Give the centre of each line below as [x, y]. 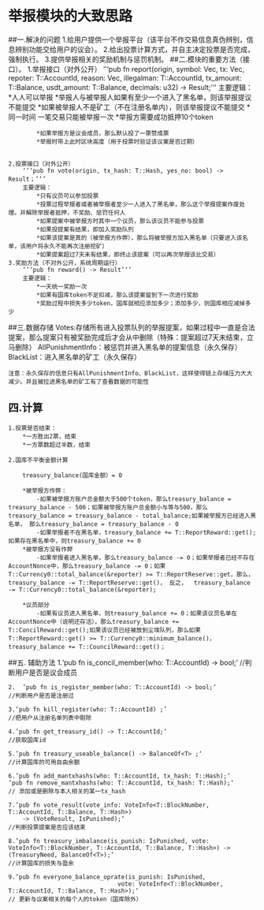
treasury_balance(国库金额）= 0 [73, 475]
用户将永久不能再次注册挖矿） [67, 246]
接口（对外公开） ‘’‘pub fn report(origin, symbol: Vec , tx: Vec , [145, 69]
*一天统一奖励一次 [62, 286]
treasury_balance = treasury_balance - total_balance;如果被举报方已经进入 [129, 516]
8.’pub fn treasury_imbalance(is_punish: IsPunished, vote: [109, 841]
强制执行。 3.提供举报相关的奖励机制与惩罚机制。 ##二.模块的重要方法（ [126, 59]
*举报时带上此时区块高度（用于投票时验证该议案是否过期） [117, 142]
